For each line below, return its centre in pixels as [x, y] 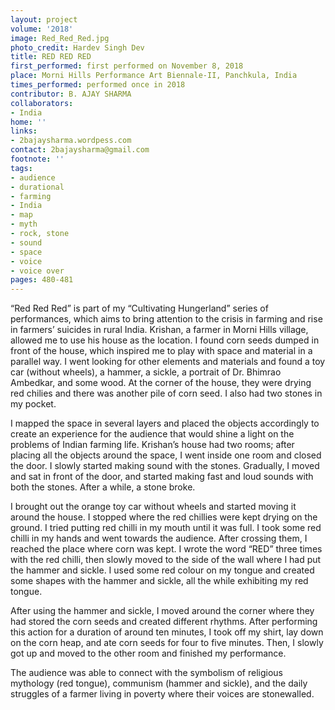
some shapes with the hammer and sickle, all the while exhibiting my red [159, 581]
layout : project [44, 19]
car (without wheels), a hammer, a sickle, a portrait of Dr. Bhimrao [146, 372]
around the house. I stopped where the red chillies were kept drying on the [164, 517]
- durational [37, 187]
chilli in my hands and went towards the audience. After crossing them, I [159, 538]
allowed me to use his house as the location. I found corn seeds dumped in [165, 340]
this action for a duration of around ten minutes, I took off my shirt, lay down [167, 632]
